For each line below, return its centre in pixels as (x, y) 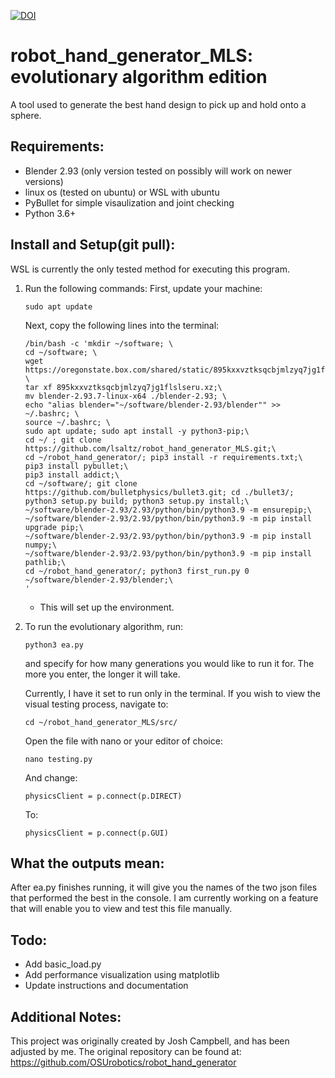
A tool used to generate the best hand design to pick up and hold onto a (158, 104)
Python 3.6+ (50, 213)
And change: (51, 777)
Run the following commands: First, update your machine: (143, 288)
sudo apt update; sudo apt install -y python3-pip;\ (137, 431)
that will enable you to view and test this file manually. (121, 909)
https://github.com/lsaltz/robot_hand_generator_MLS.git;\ (150, 448)
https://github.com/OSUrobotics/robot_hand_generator (123, 1062)
